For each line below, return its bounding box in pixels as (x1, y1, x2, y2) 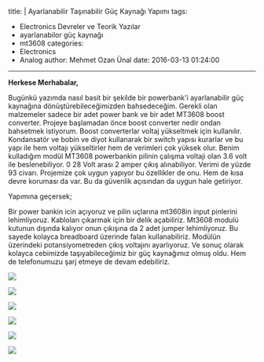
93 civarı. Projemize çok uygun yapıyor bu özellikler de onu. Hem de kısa (8, 168, 244, 177)
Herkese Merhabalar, (8, 78, 79, 87)
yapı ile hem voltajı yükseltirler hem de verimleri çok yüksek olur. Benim (8, 143, 240, 152)
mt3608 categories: (19, 38, 84, 48)
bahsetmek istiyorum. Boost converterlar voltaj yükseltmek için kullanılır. (8, 126, 242, 136)
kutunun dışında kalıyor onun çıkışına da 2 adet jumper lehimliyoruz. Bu (8, 224, 238, 232)
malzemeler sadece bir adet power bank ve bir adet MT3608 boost (8, 110, 225, 119)
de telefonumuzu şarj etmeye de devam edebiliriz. (8, 257, 170, 266)
